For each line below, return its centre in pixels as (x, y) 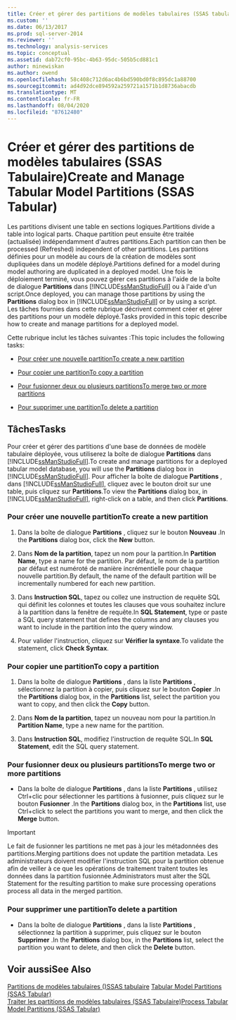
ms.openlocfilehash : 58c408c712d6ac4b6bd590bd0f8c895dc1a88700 (102, 79)
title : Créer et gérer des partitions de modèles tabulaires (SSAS (108, 14)
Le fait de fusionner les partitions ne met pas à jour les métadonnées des (113, 846)
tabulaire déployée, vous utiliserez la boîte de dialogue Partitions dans (110, 454)
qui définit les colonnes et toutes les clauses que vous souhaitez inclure (122, 604)
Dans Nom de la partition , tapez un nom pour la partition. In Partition (117, 553)
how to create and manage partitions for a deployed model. (93, 324)
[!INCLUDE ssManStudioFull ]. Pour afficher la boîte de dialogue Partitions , (115, 476)
